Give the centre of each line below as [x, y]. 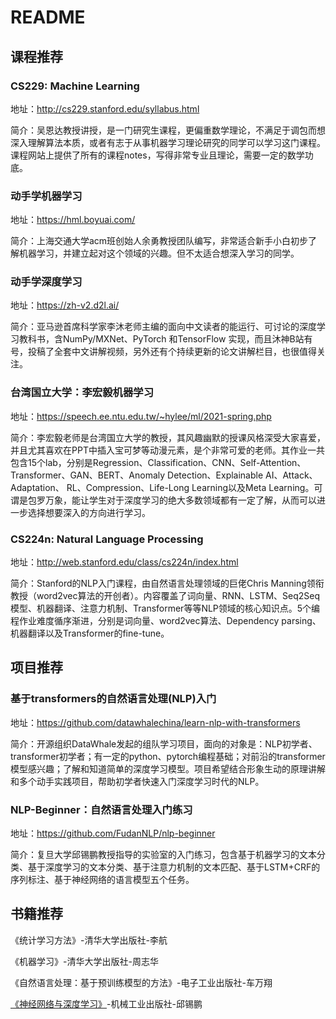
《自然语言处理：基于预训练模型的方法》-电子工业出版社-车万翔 [141, 982]
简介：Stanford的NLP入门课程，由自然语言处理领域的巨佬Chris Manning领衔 [167, 583]
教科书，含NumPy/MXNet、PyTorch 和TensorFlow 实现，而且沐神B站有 [165, 339]
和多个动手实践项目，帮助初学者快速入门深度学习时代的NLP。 [137, 781]
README [48, 17]
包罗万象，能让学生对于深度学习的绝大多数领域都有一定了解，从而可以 [172, 500]
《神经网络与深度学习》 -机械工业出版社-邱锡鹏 [106, 1003]
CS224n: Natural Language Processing [107, 539]
